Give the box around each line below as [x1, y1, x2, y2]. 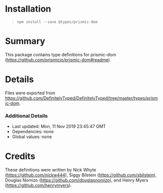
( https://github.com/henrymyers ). [5, 182, 72, 188]
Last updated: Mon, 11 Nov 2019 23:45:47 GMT [12, 123, 106, 129]
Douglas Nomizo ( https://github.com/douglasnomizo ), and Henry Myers [5, 177, 148, 183]
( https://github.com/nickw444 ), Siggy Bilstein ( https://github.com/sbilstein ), [5, 172, 157, 178]
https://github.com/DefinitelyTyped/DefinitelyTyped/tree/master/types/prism [5, 95, 158, 101]
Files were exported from [5, 90, 55, 96]
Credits [5, 151, 35, 162]
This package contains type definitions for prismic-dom [5, 52, 116, 57]
